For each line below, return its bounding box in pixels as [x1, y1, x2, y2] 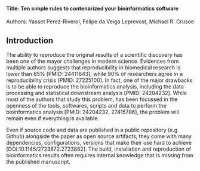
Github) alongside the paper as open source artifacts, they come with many [6, 133, 192, 140]
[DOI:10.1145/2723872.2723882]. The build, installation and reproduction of [6, 145, 192, 152]
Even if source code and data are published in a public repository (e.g [6, 126, 178, 134]
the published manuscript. [6, 158, 70, 166]
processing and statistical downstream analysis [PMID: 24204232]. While [6, 90, 187, 97]
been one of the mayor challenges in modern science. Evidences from [6, 57, 179, 65]
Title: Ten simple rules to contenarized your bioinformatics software [6, 5, 179, 12]
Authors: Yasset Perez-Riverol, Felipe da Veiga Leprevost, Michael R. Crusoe [6, 18, 195, 25]
